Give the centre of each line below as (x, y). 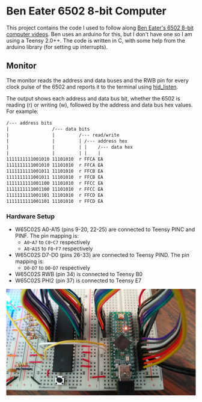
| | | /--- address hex (67, 141)
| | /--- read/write (63, 135)
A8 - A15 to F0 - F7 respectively (58, 249)
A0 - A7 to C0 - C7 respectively (57, 243)
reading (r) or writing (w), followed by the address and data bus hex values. (99, 105)
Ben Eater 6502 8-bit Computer (87, 11)
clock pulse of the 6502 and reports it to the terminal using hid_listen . (92, 87)
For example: (23, 111)
